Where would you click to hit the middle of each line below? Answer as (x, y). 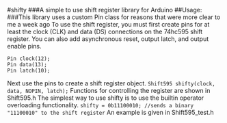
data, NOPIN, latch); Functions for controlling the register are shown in (109, 91)
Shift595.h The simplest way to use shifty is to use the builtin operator (106, 98)
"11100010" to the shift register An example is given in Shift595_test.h (110, 112)
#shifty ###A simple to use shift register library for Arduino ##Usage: (105, 10)
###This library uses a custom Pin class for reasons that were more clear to (114, 17)
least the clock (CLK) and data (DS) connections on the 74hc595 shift (105, 31)
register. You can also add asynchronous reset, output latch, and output (108, 39)
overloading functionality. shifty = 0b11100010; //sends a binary (100, 105)
